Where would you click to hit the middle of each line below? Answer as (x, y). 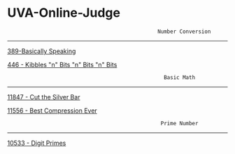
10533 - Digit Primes (37, 143)
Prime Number (179, 123)
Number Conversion (184, 31)
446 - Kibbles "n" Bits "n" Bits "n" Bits (62, 64)
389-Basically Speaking (42, 51)
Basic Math (179, 77)
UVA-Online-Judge (64, 13)
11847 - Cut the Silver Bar (44, 97)
